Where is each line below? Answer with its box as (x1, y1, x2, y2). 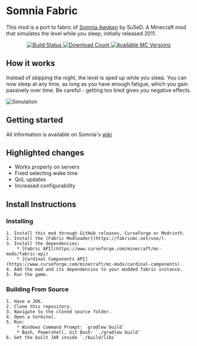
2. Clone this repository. (6, 304, 72, 310)
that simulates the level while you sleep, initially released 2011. (6, 29, 157, 37)
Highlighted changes (6, 147, 84, 157)
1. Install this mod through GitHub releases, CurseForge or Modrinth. (6, 230, 185, 236)
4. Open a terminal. (6, 314, 57, 320)
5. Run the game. (6, 272, 49, 278)
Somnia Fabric (6, 4, 78, 18)
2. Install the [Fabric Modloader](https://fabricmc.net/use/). (6, 236, 167, 242)
